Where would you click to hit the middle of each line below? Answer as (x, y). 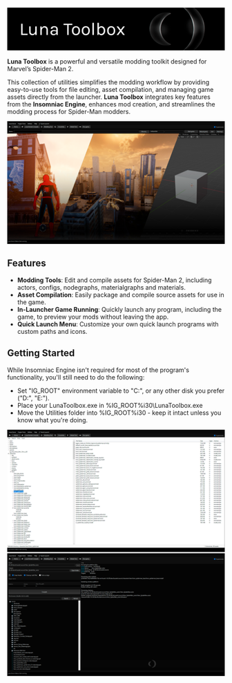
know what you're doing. (52, 420)
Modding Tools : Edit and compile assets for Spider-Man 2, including (114, 280)
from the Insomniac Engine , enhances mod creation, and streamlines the (111, 104)
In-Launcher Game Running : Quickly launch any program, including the (119, 309)
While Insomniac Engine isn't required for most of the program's (98, 370)
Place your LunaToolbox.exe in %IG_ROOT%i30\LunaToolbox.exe (110, 405)
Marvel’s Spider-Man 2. (40, 69)
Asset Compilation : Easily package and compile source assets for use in (120, 294)
